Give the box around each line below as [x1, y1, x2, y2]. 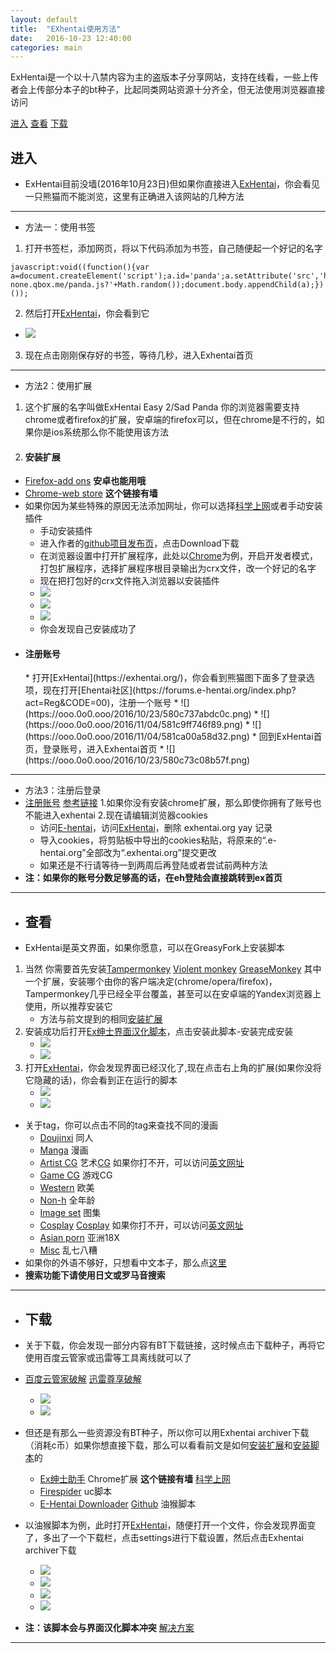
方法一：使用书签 [24, 221, 96, 233]
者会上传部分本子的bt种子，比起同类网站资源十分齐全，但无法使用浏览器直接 [10, 84, 326, 96]
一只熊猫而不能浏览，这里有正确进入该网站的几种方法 [24, 191, 245, 203]
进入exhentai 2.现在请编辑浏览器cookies [42, 809, 208, 821]
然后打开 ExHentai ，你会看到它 [24, 307, 150, 320]
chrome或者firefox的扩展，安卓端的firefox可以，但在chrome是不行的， [24, 414, 317, 426]
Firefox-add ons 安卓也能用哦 [24, 475, 147, 487]
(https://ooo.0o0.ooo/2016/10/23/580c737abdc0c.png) [24, 708, 252, 720]
